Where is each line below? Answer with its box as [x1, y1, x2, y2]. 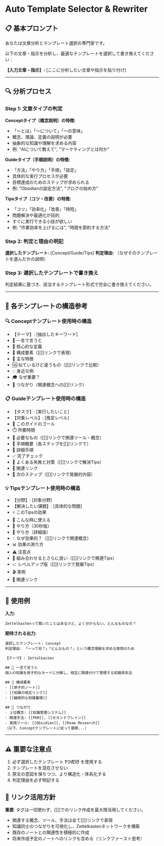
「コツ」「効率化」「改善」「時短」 [12, 206, 79, 212]
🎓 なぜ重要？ [12, 374, 41, 380]
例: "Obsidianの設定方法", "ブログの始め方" [12, 185, 99, 191]
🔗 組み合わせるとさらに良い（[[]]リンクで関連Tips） [12, 555, 117, 561]
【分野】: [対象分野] [12, 497, 52, 503]
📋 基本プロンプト [5, 24, 59, 32]
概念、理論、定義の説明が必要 [12, 134, 72, 140]
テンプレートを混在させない [12, 765, 68, 771]
